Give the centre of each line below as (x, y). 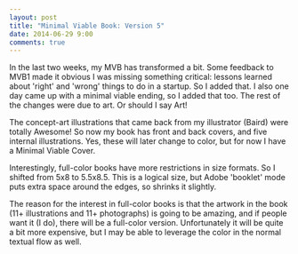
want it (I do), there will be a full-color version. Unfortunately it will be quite (146, 223)
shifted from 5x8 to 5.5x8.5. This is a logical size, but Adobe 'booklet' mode (148, 178)
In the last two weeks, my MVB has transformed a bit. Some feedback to (141, 67)
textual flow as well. (45, 242)
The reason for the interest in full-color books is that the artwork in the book (149, 204)
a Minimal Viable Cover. (52, 151)
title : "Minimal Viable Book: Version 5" (87, 26)
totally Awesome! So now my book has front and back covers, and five (138, 132)
